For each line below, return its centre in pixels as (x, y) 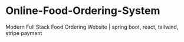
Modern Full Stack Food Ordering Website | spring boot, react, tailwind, (92, 27)
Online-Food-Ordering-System (83, 11)
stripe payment (24, 33)
